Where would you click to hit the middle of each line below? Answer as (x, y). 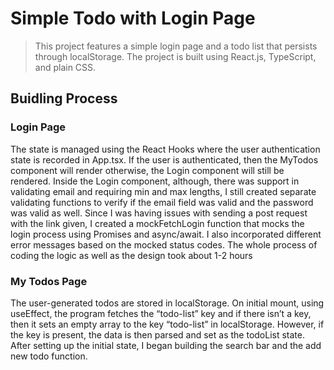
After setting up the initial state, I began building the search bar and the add (166, 345)
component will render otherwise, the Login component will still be (147, 170)
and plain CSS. (65, 67)
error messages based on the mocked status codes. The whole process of (164, 244)
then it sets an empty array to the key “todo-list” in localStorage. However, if (167, 324)
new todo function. (49, 356)
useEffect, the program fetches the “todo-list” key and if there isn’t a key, (161, 313)
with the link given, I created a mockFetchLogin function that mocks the (157, 223)
